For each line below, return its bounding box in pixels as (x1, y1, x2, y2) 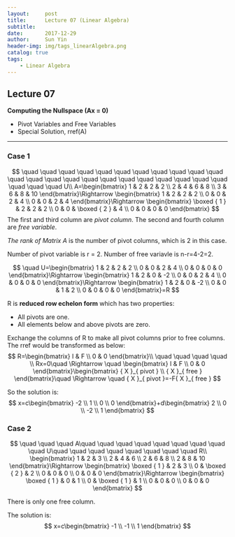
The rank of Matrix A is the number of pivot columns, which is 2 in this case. (7, 236, 227, 244)
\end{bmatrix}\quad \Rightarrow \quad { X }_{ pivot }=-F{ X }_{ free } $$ (13, 374, 222, 383)
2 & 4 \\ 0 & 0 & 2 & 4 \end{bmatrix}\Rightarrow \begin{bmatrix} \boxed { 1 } (8, 197, 227, 205)
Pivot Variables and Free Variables (17, 120, 117, 128)
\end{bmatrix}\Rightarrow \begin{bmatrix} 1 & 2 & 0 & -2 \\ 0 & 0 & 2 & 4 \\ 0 (8, 270, 227, 279)
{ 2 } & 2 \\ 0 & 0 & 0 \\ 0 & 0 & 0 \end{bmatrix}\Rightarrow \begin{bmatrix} (10, 469, 225, 478)
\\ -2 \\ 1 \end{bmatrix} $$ (80, 406, 155, 414)
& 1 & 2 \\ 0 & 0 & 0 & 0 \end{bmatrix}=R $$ (55, 286, 180, 294)
